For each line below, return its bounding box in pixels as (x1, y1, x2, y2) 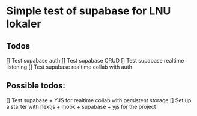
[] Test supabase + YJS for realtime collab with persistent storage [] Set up (6, 96, 192, 103)
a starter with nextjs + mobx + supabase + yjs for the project (6, 103, 156, 110)
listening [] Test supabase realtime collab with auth (6, 63, 133, 70)
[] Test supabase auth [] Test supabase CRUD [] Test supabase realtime (6, 57, 184, 64)
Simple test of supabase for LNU (6, 4, 171, 18)
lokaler (6, 17, 41, 31)
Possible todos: (6, 81, 66, 91)
